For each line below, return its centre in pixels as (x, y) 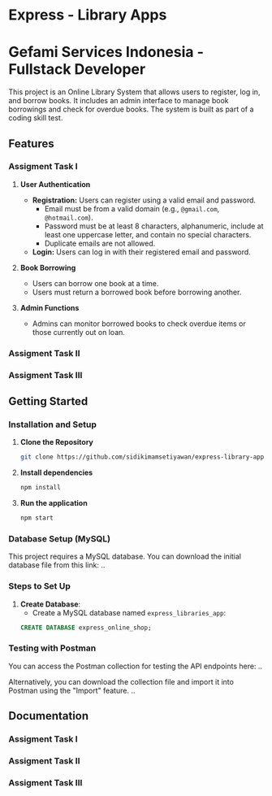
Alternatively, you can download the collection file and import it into (121, 681)
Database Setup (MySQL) (60, 538)
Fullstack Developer (77, 70)
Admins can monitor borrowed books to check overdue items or (139, 324)
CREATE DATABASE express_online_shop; (86, 628)
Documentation (49, 716)
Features (31, 144)
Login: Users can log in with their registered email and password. (142, 252)
